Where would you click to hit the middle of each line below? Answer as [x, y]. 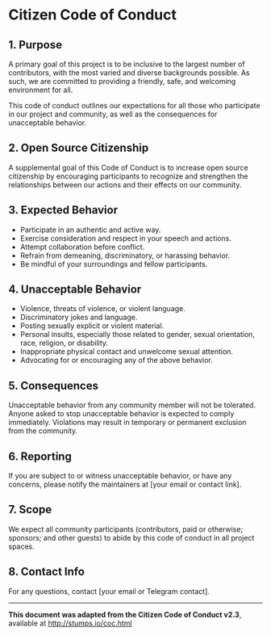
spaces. [21, 546]
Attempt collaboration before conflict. [82, 246]
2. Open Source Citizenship [79, 148]
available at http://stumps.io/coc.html [70, 623]
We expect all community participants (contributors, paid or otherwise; [126, 529]
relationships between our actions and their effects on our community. [125, 184]
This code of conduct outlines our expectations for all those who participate [134, 105]
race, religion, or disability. [64, 343]
